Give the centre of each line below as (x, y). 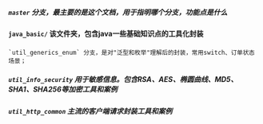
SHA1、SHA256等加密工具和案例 (63, 89)
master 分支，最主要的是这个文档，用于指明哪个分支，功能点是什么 (118, 12)
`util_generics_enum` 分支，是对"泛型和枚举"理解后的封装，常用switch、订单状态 (131, 52)
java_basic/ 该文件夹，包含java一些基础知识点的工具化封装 (106, 33)
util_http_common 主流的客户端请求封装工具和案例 (90, 110)
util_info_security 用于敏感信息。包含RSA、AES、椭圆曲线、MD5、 (123, 79)
